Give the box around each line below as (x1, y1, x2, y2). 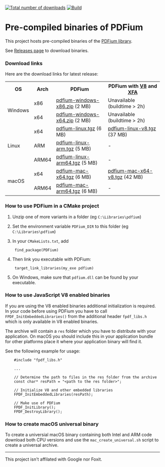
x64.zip (56, 117, 74, 124)
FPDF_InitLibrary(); (14, 405, 56, 410)
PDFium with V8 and (108, 83, 157, 89)
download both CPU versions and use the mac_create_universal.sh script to (5, 437, 159, 443)
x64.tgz (56, 174, 74, 180)
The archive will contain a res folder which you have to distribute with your (5, 328, 156, 334)
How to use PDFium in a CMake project (5, 203, 99, 209)
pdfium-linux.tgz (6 (56, 125, 102, 132)
